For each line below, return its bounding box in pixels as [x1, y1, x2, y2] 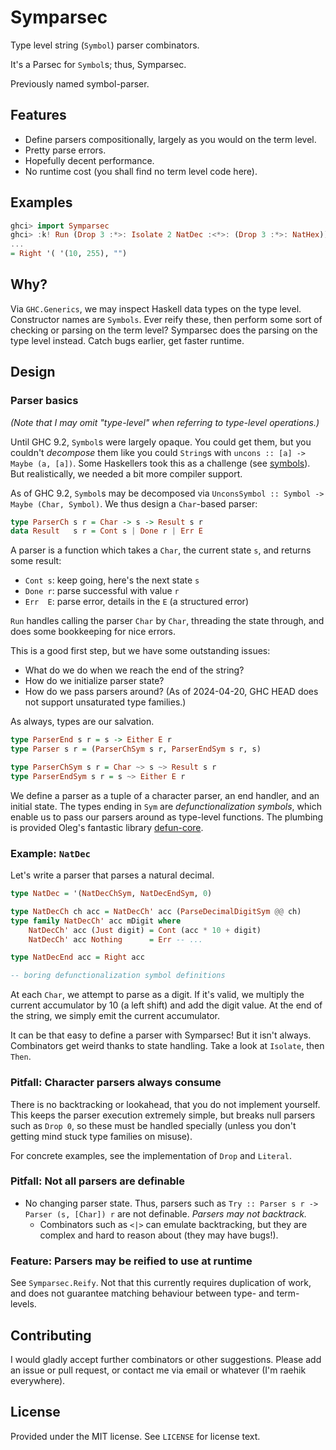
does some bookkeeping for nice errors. [10, 626, 177, 638]
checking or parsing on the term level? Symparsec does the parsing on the [10, 324, 318, 336]
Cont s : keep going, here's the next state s [24, 574, 200, 586]
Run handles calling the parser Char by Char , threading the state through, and [10, 615, 325, 627]
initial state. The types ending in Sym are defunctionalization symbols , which [10, 800, 322, 812]
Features [10, 107, 67, 124]
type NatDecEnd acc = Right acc [10, 952, 145, 963]
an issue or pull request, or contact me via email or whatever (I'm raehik [10, 1364, 307, 1376]
